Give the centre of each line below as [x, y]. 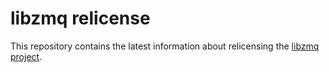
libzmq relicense [80, 18]
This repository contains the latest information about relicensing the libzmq [165, 46]
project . [26, 56]
